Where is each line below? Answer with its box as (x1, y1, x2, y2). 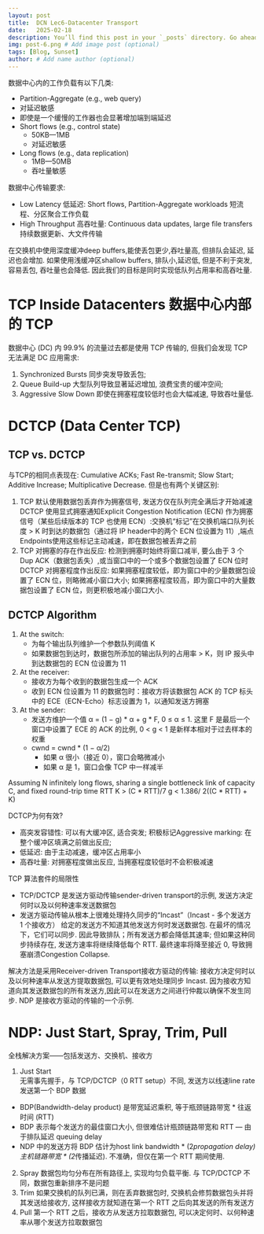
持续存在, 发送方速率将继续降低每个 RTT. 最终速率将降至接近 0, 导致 (26, 939, 246, 949)
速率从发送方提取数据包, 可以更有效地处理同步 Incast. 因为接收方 (35, 976, 244, 985)
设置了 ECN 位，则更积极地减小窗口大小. (33, 585, 164, 595)
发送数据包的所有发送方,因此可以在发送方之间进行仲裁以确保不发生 (28, 985, 245, 995)
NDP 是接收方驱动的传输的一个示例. (18, 996, 134, 1005)
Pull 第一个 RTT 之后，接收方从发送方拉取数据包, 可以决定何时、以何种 (19, 1207, 247, 1217)
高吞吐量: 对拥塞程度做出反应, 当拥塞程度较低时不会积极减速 (19, 856, 214, 866)
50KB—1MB (31, 130, 70, 139)
